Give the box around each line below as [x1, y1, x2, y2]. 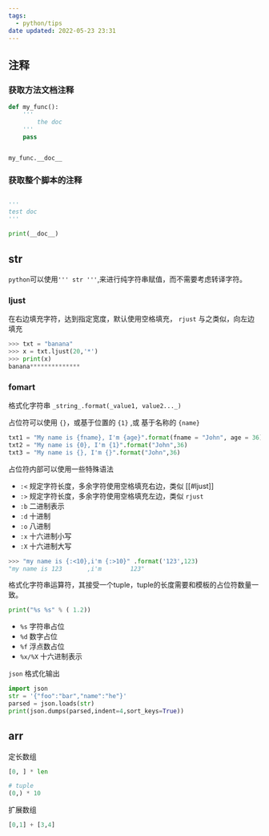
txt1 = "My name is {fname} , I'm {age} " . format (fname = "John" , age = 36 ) [8, 434, 263, 442]
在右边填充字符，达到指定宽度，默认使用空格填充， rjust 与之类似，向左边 [8, 314, 255, 324]
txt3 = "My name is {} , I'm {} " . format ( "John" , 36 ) [8, 448, 181, 457]
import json [8, 685, 48, 693]
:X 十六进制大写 [19, 541, 72, 551]
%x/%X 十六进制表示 [19, 652, 82, 661]
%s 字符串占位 [19, 622, 66, 632]
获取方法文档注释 [8, 84, 74, 95]
